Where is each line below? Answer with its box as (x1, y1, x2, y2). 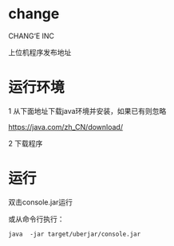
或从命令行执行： (8, 214, 65, 224)
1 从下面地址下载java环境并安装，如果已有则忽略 (8, 106, 167, 115)
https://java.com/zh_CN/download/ (8, 122, 124, 131)
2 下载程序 (8, 139, 43, 148)
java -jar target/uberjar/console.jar (8, 230, 141, 238)
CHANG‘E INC (8, 31, 54, 41)
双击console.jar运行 (8, 197, 73, 207)
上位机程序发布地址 (8, 47, 72, 57)
